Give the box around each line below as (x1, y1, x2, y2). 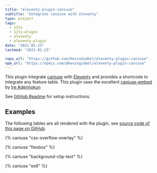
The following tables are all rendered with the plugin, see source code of (5, 120, 150, 126)
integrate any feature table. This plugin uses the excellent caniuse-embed (5, 79, 153, 85)
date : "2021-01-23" (5, 43, 45, 48)
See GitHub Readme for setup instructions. (5, 94, 91, 100)
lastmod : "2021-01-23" (5, 47, 51, 52)
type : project (5, 16, 34, 21)
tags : (5, 20, 16, 26)
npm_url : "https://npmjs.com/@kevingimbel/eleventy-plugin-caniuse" (5, 61, 146, 66)
